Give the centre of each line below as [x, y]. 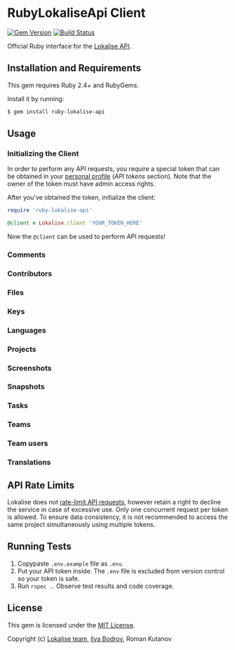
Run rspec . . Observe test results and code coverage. [95, 586]
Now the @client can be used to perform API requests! [86, 236]
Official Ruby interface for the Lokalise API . [69, 46]
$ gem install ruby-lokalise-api [56, 111]
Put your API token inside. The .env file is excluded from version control [121, 571]
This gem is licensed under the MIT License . [71, 625]
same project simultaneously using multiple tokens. [81, 524]
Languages [27, 330]
